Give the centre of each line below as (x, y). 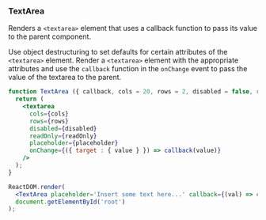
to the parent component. (50, 36)
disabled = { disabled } (63, 128)
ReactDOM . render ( (37, 187)
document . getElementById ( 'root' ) (70, 202)
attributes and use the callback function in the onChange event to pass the (128, 69)
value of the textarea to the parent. (65, 78)
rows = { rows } (49, 121)
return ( (30, 99)
